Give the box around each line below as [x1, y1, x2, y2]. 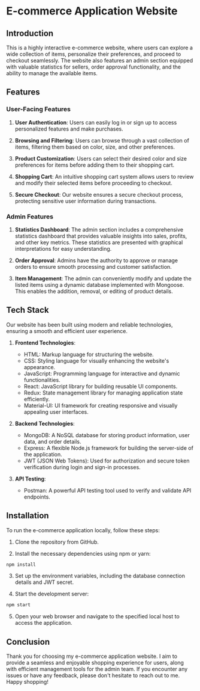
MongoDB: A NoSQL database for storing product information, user [23, 431, 190, 438]
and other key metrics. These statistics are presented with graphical [14, 239, 183, 246]
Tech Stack [6, 305, 49, 315]
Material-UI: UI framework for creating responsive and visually [23, 402, 178, 409]
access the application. [14, 619, 72, 627]
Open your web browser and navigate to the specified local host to [14, 613, 180, 620]
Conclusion [6, 636, 50, 647]
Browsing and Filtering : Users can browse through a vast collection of [14, 137, 190, 144]
